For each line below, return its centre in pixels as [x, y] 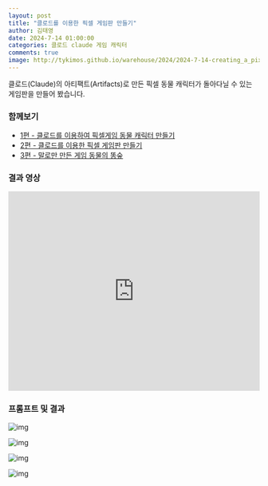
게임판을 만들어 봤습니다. [47, 93]
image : [19, 61]
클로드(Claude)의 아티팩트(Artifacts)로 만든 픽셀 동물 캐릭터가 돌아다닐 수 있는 [130, 84]
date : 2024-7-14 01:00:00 [51, 38]
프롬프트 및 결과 [37, 409]
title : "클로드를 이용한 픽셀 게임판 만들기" [73, 23]
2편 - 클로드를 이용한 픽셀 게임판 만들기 [81, 145]
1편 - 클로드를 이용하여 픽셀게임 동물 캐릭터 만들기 [97, 136]
